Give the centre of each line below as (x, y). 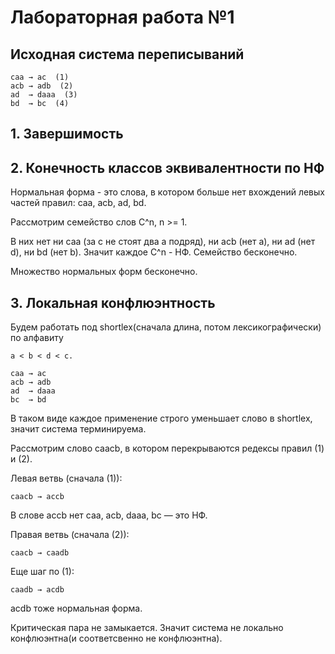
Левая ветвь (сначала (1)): (66, 478)
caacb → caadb (40, 553)
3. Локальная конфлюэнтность (113, 302)
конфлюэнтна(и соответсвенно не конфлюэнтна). (116, 638)
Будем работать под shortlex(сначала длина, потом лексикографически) (166, 327)
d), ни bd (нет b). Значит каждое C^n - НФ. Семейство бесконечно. (154, 252)
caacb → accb (37, 497)
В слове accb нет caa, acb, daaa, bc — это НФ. (109, 515)
